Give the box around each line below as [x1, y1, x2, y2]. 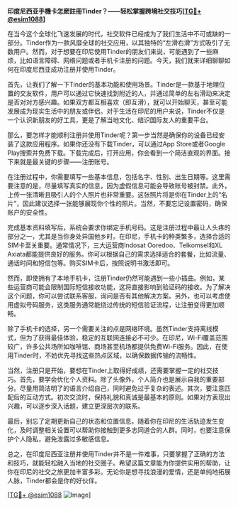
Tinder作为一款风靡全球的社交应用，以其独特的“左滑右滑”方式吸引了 [25, 38, 225, 47]
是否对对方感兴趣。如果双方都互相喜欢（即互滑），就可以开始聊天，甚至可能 [7, 98, 228, 106]
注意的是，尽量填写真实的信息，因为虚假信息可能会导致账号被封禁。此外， [13, 181, 231, 190]
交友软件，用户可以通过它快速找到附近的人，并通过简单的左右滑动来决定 [19, 89, 231, 97]
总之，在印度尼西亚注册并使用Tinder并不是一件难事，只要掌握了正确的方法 [7, 450, 225, 458]
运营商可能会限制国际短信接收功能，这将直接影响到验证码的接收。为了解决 [13, 283, 231, 291]
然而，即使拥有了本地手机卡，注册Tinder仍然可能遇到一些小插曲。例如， [7, 274, 219, 282]
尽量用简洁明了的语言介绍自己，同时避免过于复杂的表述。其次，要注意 [19, 384, 225, 392]
